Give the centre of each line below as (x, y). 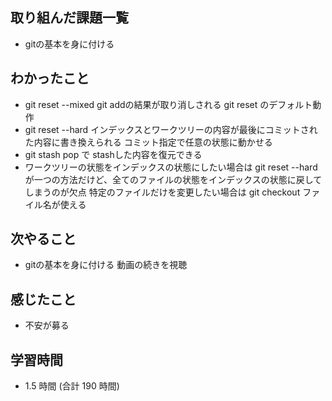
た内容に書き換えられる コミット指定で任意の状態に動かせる (148, 142)
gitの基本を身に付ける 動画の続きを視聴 (106, 265)
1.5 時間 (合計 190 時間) (72, 386)
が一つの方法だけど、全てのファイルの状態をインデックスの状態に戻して (173, 179)
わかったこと (50, 78)
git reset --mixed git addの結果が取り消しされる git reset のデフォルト (168, 104)
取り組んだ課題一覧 (69, 18)
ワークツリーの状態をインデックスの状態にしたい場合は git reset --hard (171, 167)
